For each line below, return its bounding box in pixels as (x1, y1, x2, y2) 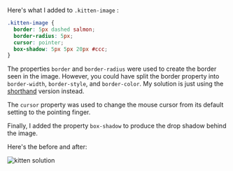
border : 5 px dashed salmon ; (13, 26, 96, 33)
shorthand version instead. (7, 87, 85, 95)
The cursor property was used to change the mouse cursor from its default (7, 101, 224, 109)
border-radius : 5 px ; (13, 32, 73, 39)
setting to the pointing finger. (7, 108, 91, 116)
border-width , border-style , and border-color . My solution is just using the (7, 80, 224, 88)
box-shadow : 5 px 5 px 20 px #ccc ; (13, 46, 108, 53)
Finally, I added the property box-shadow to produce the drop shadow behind (7, 122, 227, 130)
